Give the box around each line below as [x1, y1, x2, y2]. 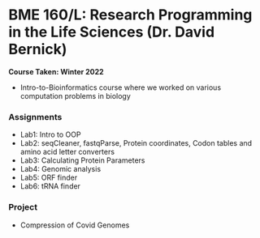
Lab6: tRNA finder [19, 181, 81, 191]
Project [8, 202, 38, 213]
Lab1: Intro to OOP [19, 130, 81, 139]
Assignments [8, 111, 63, 122]
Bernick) [8, 40, 67, 58]
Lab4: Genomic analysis [19, 164, 102, 174]
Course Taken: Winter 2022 [8, 66, 104, 76]
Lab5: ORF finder [19, 172, 78, 183]
